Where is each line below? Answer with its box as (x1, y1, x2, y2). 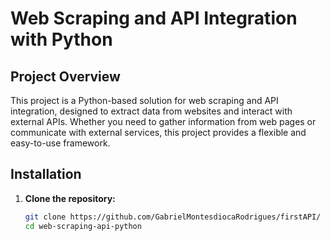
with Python (10, 28, 113, 51)
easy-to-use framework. (10, 137, 111, 149)
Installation (10, 166, 82, 183)
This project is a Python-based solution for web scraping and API (10, 95, 279, 106)
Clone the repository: (24, 192, 116, 204)
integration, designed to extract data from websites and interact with (10, 105, 293, 117)
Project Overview (10, 68, 121, 85)
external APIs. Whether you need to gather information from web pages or (10, 116, 317, 127)
